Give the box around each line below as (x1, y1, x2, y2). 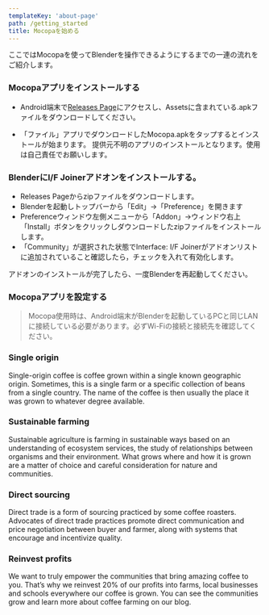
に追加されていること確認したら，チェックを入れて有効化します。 (19, 252, 238, 261)
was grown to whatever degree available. (8, 396, 145, 406)
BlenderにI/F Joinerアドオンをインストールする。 (8, 171, 201, 182)
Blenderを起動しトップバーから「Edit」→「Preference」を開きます (19, 201, 243, 211)
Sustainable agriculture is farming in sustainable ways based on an (8, 434, 230, 444)
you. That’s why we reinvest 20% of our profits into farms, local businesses (8, 580, 259, 590)
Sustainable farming (8, 416, 90, 428)
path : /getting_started (8, 19, 89, 27)
